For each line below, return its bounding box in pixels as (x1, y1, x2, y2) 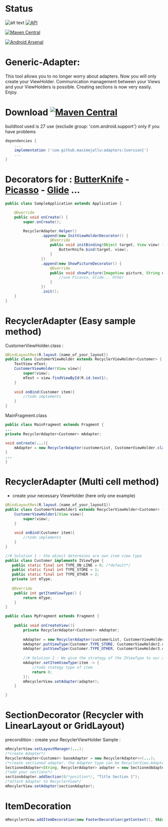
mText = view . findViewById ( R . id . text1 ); (23, 375, 108, 380)
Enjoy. (5, 89, 18, 95)
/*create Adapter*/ (5, 751, 46, 756)
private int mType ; (11, 577, 52, 582)
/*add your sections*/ (5, 770, 52, 775)
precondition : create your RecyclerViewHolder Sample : (5, 737, 121, 743)
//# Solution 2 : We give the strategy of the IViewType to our (23, 656, 160, 661)
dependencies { (5, 138, 37, 143)
